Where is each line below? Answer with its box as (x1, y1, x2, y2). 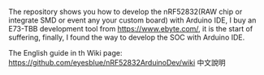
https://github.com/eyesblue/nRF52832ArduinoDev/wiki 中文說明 (8, 58, 226, 67)
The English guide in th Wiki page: (8, 48, 123, 57)
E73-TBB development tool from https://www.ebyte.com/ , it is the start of (8, 24, 253, 33)
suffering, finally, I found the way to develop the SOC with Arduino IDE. (8, 32, 245, 42)
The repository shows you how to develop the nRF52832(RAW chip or (8, 7, 243, 16)
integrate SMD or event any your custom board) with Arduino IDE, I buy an (8, 15, 257, 25)
